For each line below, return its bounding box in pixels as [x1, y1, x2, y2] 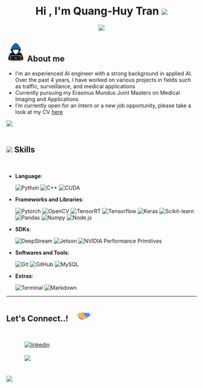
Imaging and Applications [14, 95, 79, 103]
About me [27, 54, 65, 64]
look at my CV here [14, 108, 63, 115]
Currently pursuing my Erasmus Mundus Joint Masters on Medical [14, 89, 180, 96]
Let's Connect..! [6, 314, 68, 324]
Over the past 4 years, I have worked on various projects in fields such [14, 76, 192, 83]
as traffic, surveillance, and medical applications [14, 83, 136, 90]
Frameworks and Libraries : [14, 196, 84, 203]
